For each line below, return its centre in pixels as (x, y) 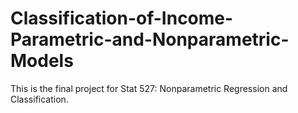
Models (42, 61)
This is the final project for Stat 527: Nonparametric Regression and (149, 88)
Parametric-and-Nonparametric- (150, 39)
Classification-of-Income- (122, 18)
